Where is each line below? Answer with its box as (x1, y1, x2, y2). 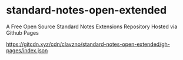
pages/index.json (6, 46, 48, 54)
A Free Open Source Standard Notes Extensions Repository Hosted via (6, 23, 178, 30)
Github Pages (6, 29, 39, 36)
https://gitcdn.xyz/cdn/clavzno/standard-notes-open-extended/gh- (6, 41, 171, 48)
